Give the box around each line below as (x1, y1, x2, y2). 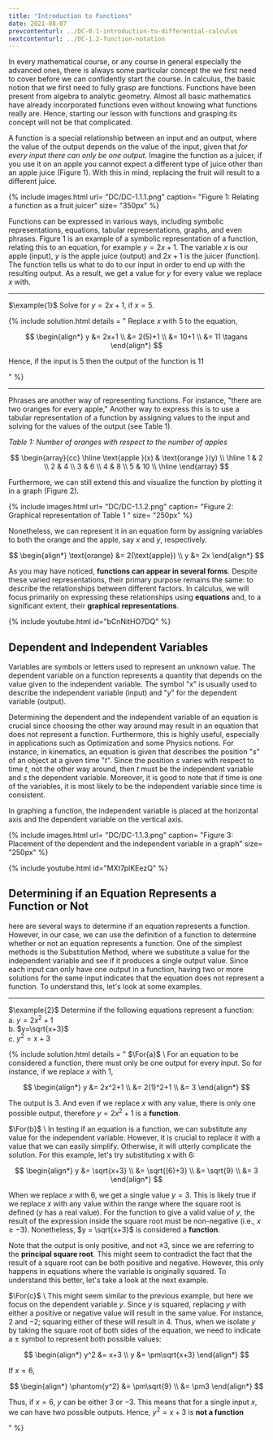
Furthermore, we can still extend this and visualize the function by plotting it (8, 478, 262, 487)
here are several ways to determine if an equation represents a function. (8, 921, 250, 931)
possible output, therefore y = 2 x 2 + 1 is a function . (8, 1107, 181, 1118)
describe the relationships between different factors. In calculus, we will (8, 583, 249, 594)
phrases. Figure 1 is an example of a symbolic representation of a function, (8, 233, 258, 244)
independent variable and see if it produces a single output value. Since (8, 955, 249, 965)
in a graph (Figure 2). (8, 486, 80, 496)
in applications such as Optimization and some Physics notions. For (8, 738, 234, 748)
